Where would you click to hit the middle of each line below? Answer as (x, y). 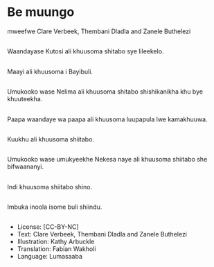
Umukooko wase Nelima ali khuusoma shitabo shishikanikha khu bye (105, 92)
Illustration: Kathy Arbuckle (56, 242)
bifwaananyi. (26, 166)
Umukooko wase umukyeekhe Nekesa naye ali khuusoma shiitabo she (107, 160)
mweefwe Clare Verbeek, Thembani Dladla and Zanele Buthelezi (99, 31)
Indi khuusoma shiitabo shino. (50, 187)
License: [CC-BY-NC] (48, 227)
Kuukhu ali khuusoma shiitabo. (51, 139)
